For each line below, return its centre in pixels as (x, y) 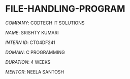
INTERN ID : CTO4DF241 (30, 42)
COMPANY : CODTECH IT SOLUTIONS (45, 23)
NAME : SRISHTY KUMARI (32, 32)
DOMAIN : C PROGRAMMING (35, 52)
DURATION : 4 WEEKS (28, 62)
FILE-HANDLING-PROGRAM (65, 9)
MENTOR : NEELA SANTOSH (35, 72)
